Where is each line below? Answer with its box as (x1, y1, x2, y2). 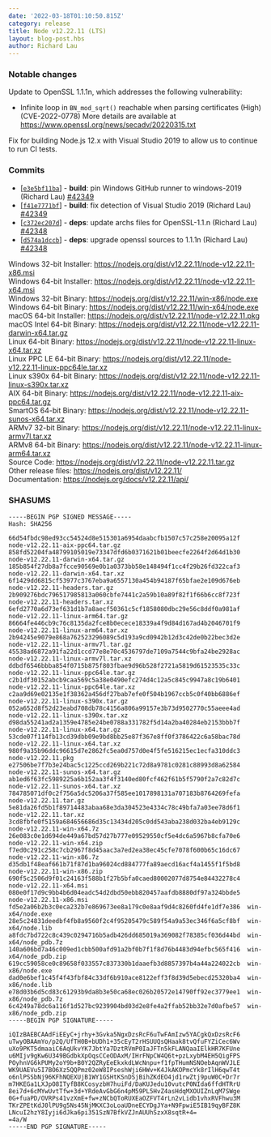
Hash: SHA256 (8, 520, 53, 528)
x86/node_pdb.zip (8, 1010, 67, 1018)
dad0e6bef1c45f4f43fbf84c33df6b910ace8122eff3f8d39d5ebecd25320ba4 (8, 974, 241, 982)
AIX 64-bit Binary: (8, 388, 69, 398)
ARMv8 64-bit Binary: (8, 439, 81, 450)
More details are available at (82, 111, 176, 122)
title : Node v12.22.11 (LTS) (8, 27, 107, 35)
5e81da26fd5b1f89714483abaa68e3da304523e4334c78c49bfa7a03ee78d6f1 (8, 804, 241, 812)
